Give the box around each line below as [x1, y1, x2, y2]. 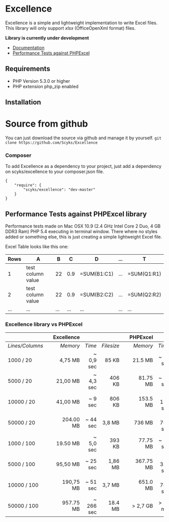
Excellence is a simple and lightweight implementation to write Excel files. [5, 20, 157, 26]
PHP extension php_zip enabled [12, 83, 79, 89]
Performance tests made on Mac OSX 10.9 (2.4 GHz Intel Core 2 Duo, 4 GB [5, 223, 161, 229]
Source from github [5, 118, 88, 130]
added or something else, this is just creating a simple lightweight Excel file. [5, 234, 162, 240]
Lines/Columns [8, 342, 44, 350]
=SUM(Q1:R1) [127, 270, 161, 277]
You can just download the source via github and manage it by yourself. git [5, 135, 162, 141]
